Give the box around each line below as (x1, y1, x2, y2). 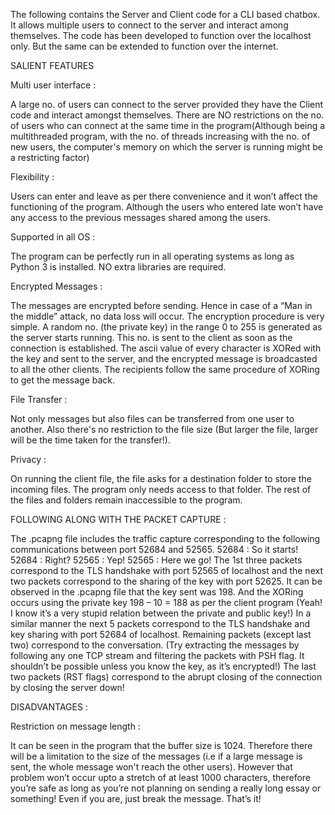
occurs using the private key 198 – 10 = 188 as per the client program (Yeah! (10, 597, 323, 608)
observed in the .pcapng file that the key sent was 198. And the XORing (10, 586, 304, 598)
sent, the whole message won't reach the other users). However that (10, 761, 293, 773)
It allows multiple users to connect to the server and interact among (10, 19, 289, 31)
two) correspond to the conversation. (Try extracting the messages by (10, 639, 300, 651)
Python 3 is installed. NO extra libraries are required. (10, 261, 227, 273)
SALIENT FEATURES (10, 60, 95, 71)
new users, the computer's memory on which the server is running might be (10, 141, 323, 153)
